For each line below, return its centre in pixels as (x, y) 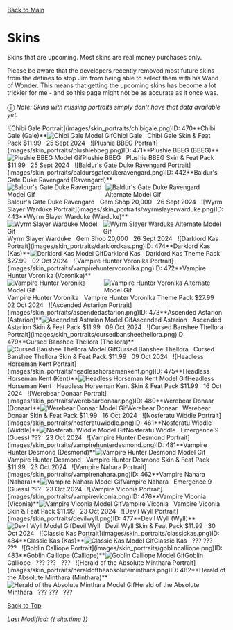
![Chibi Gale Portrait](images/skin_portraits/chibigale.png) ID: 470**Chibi (111, 128)
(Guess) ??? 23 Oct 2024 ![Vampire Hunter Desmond (86, 437)
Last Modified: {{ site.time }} (48, 619)
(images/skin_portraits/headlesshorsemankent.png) (81, 371)
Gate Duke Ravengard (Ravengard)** (60, 180)
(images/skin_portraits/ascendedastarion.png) (74, 312)
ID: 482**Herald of (198, 570)
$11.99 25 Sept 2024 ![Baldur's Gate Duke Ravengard (87, 165)
